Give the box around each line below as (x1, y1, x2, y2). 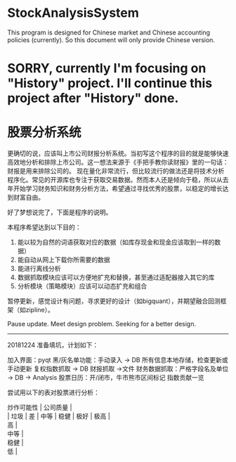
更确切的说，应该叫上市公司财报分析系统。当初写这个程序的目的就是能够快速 (7, 149, 229, 158)
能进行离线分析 (17, 264, 61, 273)
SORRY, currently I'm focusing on (7, 60, 206, 77)
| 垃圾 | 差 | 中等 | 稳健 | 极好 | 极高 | (7, 412, 110, 421)
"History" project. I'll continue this (7, 75, 213, 91)
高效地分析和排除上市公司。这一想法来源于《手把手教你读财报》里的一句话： (7, 158, 229, 167)
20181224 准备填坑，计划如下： (7, 341, 99, 349)
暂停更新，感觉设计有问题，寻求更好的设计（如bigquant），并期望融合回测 (7, 297, 221, 305)
